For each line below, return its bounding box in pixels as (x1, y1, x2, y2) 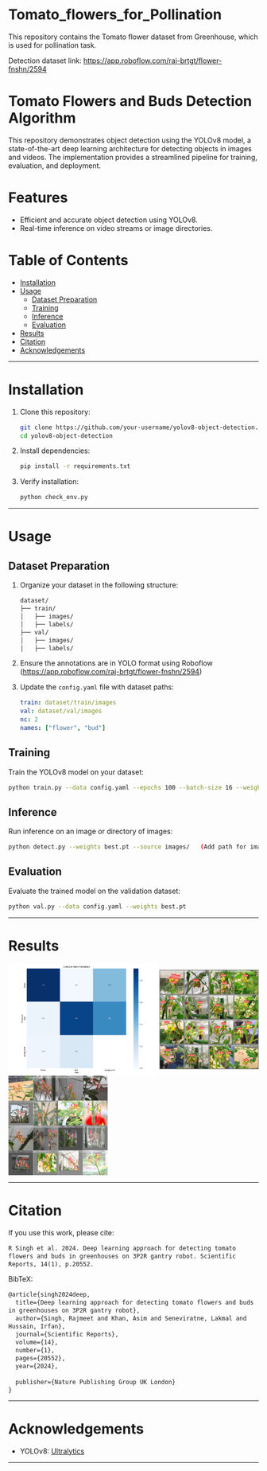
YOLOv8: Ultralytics (19, 1446, 85, 1456)
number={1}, (15, 1346, 56, 1354)
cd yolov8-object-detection (19, 431, 113, 439)
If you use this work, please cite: (8, 1227, 114, 1237)
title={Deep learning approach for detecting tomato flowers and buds (15, 1298, 254, 1306)
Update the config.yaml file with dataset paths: (19, 682, 174, 692)
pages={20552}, (15, 1354, 66, 1362)
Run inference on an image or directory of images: (8, 826, 173, 837)
